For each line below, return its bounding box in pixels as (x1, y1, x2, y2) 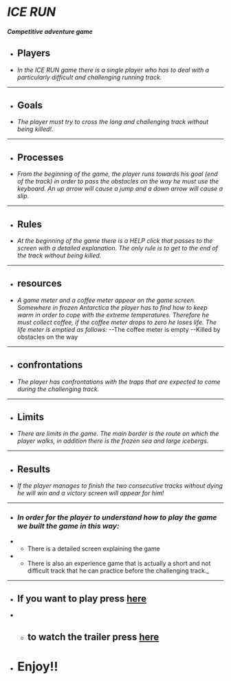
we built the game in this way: (16, 522, 120, 531)
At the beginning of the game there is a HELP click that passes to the (16, 237, 213, 245)
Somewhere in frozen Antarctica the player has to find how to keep (16, 303, 208, 311)
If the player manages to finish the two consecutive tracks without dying (16, 482, 223, 490)
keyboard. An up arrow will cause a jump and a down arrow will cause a (16, 184, 223, 193)
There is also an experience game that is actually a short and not (27, 559, 211, 567)
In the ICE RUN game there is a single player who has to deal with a (16, 66, 210, 74)
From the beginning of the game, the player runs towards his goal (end (16, 170, 218, 178)
